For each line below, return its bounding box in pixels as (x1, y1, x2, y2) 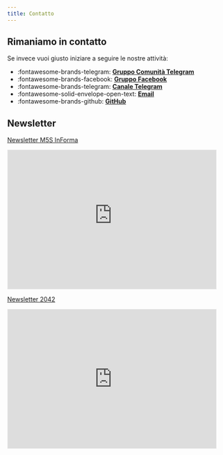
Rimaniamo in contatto (7, 36, 107, 48)
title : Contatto (7, 10, 54, 17)
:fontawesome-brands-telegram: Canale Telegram (17, 83, 163, 91)
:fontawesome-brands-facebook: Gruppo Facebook (17, 75, 167, 83)
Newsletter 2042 (7, 295, 56, 304)
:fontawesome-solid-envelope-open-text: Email (17, 90, 154, 98)
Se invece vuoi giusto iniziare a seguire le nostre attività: (7, 54, 169, 63)
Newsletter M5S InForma (7, 136, 79, 144)
